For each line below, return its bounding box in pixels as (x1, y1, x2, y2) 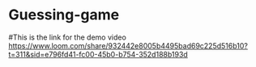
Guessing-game (8, 6, 120, 24)
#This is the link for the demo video (8, 32, 127, 42)
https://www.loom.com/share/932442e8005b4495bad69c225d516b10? (8, 40, 249, 50)
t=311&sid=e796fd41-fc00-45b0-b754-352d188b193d (8, 49, 188, 59)
